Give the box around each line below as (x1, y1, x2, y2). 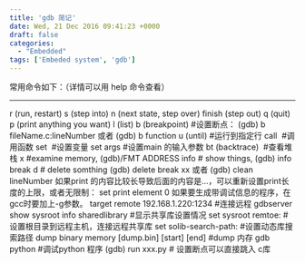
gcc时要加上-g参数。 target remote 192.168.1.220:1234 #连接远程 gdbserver (9, 199, 293, 209)
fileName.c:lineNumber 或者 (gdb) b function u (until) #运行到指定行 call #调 (9, 131, 295, 141)
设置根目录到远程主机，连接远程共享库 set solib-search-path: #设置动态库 (9, 221, 286, 231)
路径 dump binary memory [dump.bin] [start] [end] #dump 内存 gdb (16, 232, 271, 243)
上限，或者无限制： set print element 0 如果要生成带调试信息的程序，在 (25, 187, 291, 198)
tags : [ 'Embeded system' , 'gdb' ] (9, 55, 136, 64)
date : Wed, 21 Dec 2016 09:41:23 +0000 (9, 22, 161, 31)
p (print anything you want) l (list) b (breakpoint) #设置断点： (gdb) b (9, 119, 266, 130)
